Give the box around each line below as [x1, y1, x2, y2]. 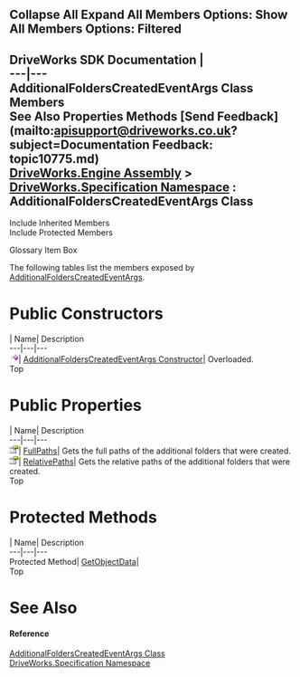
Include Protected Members [9, 227, 113, 238]
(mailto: [9, 122, 54, 138]
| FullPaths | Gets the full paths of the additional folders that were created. [18, 445, 292, 456]
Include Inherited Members [9, 217, 110, 229]
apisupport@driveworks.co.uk [53, 122, 231, 138]
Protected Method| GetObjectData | [9, 557, 140, 567]
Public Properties [9, 396, 143, 415]
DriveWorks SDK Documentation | [9, 52, 204, 67]
